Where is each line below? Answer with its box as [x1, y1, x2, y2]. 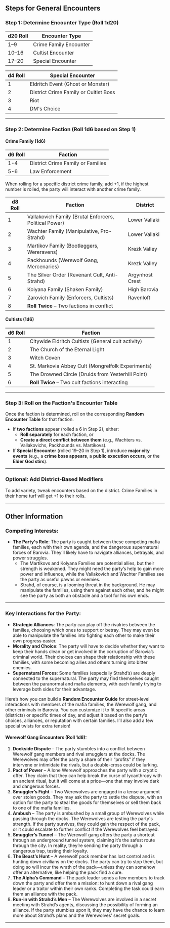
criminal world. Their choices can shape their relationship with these [12, 654, 155, 660]
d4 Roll [8, 72, 25, 79]
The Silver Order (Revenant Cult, [27, 271, 105, 278]
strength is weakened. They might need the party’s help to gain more [20, 566, 164, 572]
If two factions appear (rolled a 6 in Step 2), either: [12, 426, 119, 432]
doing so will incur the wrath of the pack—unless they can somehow [12, 864, 156, 870]
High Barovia [127, 286, 158, 293]
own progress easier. [12, 637, 57, 643]
